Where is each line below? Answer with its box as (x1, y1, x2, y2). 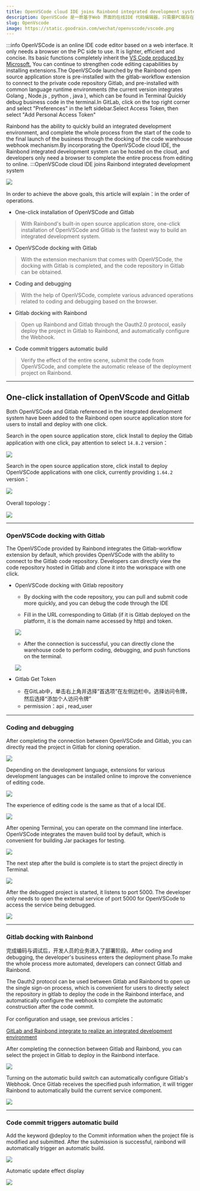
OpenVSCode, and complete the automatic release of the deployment (20, 363, 192, 370)
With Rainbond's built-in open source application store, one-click (20, 220, 180, 227)
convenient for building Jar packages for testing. (6, 837, 126, 844)
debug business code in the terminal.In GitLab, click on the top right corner (6, 99, 190, 106)
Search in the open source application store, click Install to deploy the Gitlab (6, 432, 193, 439)
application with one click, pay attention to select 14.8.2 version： (6, 439, 168, 446)
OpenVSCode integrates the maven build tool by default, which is (6, 830, 166, 837)
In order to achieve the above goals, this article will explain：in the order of (6, 190, 190, 198)
